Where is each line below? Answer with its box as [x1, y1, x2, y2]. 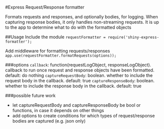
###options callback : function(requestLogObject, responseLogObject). [5, 62, 152, 67]
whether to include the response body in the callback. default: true [5, 83, 142, 89]
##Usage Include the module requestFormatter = [5, 34, 106, 40]
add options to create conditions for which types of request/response [12, 113, 155, 119]
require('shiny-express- [107, 35, 160, 40]
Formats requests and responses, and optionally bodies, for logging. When [5, 14, 158, 19]
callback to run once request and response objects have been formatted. [5, 67, 155, 73]
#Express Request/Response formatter [5, 4, 84, 10]
